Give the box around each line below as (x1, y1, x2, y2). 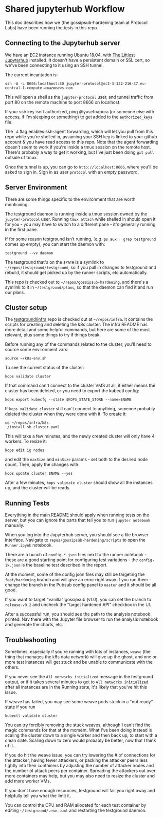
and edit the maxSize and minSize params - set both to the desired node (5, 457, 148, 462)
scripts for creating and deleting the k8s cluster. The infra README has (5, 321, 148, 328)
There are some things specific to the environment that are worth (5, 196, 136, 202)
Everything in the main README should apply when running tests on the (5, 512, 149, 518)
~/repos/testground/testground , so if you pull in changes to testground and (5, 264, 157, 270)
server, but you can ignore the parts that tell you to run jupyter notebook (5, 517, 151, 523)
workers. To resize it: (5, 439, 47, 444)
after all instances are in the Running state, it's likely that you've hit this (5, 684, 147, 690)
